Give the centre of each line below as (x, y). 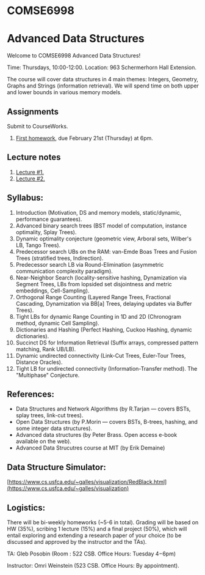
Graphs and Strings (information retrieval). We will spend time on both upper (103, 86)
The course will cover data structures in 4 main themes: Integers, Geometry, (103, 80)
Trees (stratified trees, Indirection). (59, 258)
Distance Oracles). (39, 362)
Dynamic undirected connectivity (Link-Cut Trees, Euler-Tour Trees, (101, 355)
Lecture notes (34, 158)
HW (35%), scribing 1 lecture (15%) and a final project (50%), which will (97, 529)
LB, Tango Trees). (38, 245)
